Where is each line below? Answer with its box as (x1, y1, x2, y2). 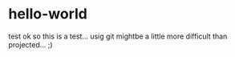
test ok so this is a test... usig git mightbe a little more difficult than (8, 31, 228, 41)
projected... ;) (8, 39, 54, 49)
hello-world (8, 5, 88, 23)
